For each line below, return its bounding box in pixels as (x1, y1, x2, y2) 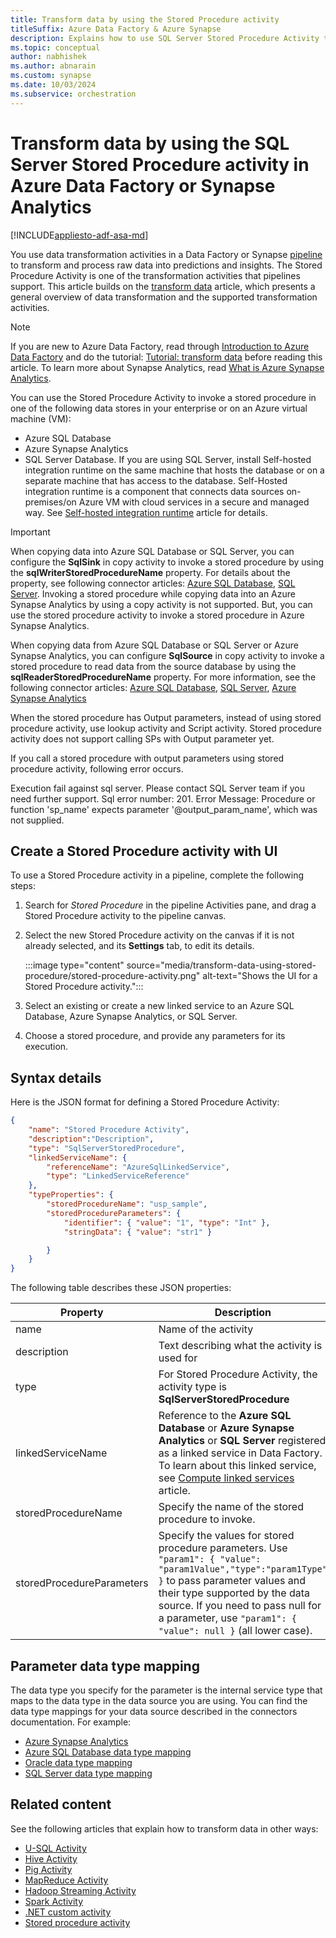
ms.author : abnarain (10, 61, 97, 71)
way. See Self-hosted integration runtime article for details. (24, 506, 268, 518)
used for (158, 1351, 198, 1365)
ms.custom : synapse (10, 71, 92, 81)
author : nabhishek (10, 52, 87, 62)
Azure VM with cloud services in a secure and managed (78, 496, 310, 508)
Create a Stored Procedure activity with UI (10, 842, 278, 860)
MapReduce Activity (24, 1874, 109, 1886)
